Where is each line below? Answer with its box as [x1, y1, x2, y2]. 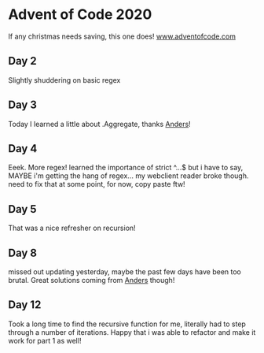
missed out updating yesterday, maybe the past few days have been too [8, 267, 242, 277]
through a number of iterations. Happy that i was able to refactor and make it [8, 327, 256, 336]
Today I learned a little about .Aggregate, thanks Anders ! [8, 119, 191, 128]
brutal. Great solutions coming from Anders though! [8, 276, 175, 284]
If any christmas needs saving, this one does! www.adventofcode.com [8, 32, 236, 41]
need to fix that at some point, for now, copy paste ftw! [8, 180, 186, 189]
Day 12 [8, 298, 42, 312]
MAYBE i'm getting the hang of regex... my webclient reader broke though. [8, 171, 249, 180]
